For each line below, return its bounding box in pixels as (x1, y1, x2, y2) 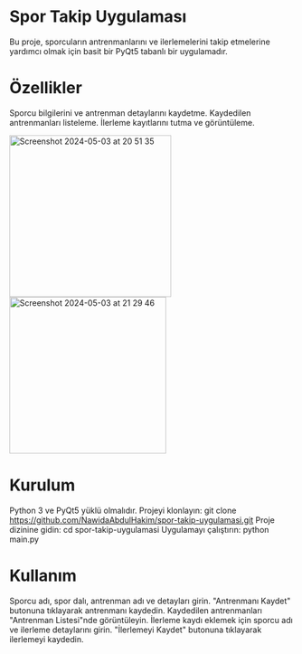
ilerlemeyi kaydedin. (9, 633, 84, 644)
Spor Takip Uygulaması (9, 6, 187, 27)
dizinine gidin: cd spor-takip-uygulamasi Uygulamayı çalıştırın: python (9, 524, 269, 535)
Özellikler (9, 78, 83, 99)
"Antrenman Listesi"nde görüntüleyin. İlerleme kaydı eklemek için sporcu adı (9, 614, 294, 625)
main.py (9, 534, 39, 545)
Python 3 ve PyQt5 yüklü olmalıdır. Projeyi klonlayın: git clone (9, 505, 237, 516)
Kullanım (9, 565, 77, 585)
